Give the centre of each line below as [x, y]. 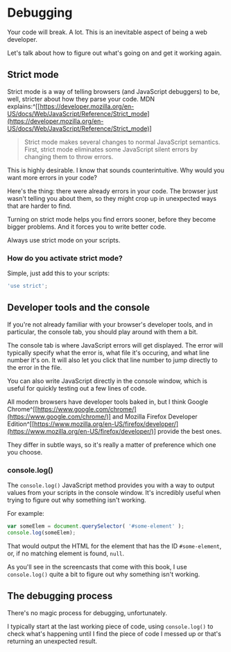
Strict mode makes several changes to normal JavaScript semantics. [122, 142]
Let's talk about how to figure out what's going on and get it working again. [114, 53]
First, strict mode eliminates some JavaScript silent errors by [111, 149]
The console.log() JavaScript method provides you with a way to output [111, 485]
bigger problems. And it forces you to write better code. [87, 227]
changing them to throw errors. [69, 156]
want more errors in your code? [52, 177]
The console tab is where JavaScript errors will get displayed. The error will [115, 345]
